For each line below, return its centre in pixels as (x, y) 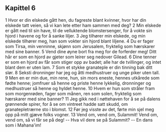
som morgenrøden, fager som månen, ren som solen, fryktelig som (73, 93)
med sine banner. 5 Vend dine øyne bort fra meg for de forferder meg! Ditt (81, 51)
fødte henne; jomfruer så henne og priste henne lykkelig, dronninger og (78, 83)
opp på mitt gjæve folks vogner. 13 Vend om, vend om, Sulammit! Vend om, (82, 114)
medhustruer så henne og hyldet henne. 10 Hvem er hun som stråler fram (80, 88)
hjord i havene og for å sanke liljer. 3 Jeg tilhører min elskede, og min (75, 36)
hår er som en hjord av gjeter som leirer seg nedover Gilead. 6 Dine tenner (81, 57)
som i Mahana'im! (23, 125)
